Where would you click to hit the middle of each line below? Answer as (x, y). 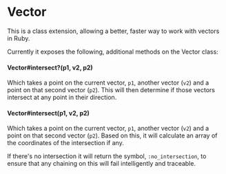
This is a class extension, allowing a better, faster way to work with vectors (113, 31)
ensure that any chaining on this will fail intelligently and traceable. (102, 164)
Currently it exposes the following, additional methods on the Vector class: (113, 52)
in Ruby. (19, 38)
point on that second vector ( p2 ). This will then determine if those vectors (111, 90)
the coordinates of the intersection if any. (65, 143)
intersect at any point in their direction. (62, 98)
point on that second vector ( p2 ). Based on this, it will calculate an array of (112, 135)
